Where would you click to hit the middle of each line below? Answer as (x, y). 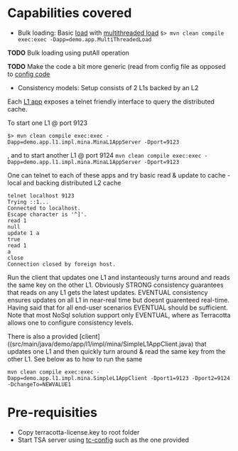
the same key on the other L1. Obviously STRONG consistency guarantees (115, 285)
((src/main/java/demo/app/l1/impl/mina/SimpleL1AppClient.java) (101, 344)
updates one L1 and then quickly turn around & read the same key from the (117, 351)
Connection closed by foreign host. (61, 264)
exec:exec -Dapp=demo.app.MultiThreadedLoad (85, 39)
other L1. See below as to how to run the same (75, 359)
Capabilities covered (70, 13)
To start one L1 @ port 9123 (47, 123)
